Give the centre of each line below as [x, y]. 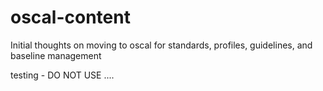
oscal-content [70, 17]
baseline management [56, 55]
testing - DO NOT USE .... [62, 75]
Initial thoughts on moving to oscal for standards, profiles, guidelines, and [161, 45]
